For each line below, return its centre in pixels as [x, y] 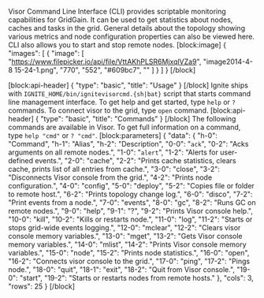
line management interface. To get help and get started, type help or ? [122, 102]
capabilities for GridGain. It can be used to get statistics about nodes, [121, 20]
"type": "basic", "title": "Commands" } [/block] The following [138, 119]
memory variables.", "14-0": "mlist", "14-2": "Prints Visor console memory [127, 244]
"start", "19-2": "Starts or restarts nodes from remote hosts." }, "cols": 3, [136, 278]
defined [21, 160]
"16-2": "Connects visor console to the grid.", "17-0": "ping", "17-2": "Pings [129, 261]
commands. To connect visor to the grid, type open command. [108, 110]
